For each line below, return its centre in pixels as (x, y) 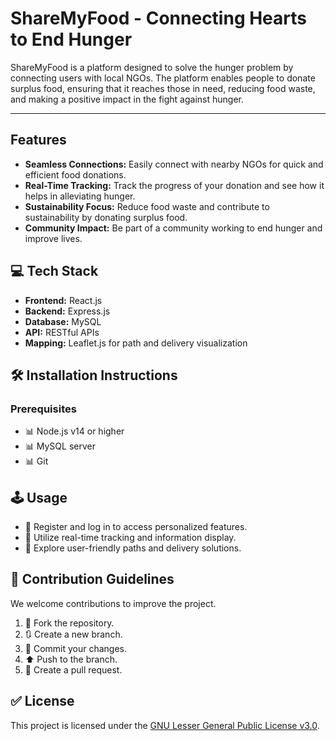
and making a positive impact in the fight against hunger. (127, 99)
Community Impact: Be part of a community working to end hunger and (173, 228)
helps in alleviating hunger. (80, 196)
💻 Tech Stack (54, 271)
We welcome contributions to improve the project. (113, 603)
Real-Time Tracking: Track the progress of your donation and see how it (174, 185)
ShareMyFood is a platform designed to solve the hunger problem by (152, 67)
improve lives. (53, 238)
